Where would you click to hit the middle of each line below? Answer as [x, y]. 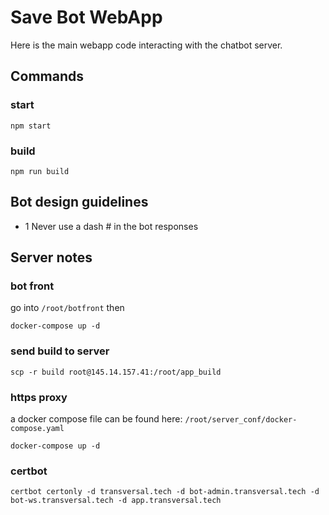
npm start [31, 126]
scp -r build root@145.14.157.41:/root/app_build [116, 372]
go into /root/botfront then [67, 308]
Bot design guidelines [79, 202]
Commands [47, 76]
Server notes [51, 257]
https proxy [39, 397]
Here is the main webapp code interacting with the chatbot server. [146, 45]
